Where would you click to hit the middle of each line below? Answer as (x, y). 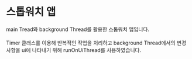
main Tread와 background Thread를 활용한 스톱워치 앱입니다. (78, 29)
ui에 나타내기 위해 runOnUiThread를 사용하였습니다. (81, 50)
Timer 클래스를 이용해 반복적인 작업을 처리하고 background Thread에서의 (91, 43)
